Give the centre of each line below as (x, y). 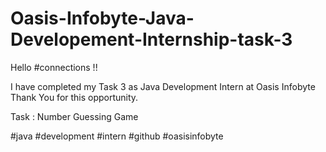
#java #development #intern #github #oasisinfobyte (117, 136)
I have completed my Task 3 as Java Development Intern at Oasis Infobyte (163, 86)
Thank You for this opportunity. (74, 97)
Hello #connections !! (54, 67)
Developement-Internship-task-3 (151, 39)
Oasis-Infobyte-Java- (102, 18)
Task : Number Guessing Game (74, 116)
